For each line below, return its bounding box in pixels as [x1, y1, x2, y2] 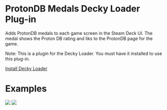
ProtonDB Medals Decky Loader [5, 3, 140, 14]
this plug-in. [5, 55, 30, 61]
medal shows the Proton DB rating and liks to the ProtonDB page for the [5, 35, 153, 41]
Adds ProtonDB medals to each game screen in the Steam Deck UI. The [5, 30, 153, 36]
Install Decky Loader [5, 65, 47, 71]
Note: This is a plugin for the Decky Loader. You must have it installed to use [5, 50, 162, 56]
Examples [5, 83, 47, 94]
